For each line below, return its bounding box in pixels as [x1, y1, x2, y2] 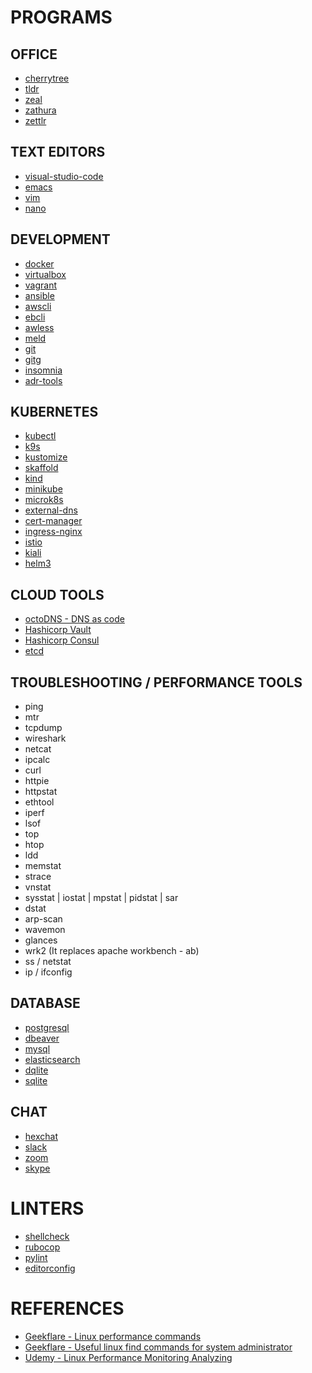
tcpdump [24, 722, 63, 734]
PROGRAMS [10, 6, 113, 29]
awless [24, 321, 55, 333]
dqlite [24, 1064, 49, 1076]
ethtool [24, 796, 55, 808]
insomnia [24, 364, 63, 376]
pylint [24, 1251, 48, 1263]
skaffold [24, 462, 59, 474]
